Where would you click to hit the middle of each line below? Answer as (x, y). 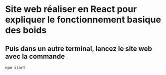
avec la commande (35, 56)
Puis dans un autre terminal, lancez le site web (79, 48)
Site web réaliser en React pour (71, 9)
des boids (26, 30)
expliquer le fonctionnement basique (83, 20)
